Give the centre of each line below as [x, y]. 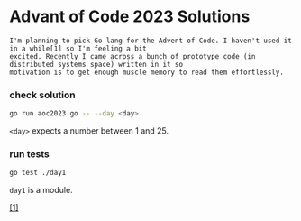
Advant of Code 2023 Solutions [130, 17]
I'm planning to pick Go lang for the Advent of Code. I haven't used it [151, 41]
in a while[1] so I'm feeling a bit [78, 48]
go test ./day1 [38, 173]
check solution [42, 95]
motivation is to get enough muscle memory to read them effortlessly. [146, 72]
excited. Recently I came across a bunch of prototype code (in [132, 56]
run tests [29, 154]
